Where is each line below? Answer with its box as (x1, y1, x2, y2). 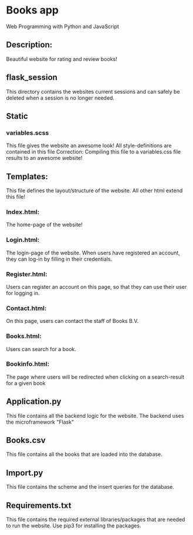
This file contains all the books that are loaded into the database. (6, 451, 162, 458)
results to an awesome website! (6, 155, 83, 162)
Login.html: (6, 236, 40, 244)
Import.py (6, 468, 43, 478)
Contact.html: (6, 304, 47, 312)
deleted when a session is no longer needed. (6, 94, 114, 101)
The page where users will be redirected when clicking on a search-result (6, 373, 185, 380)
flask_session (6, 73, 57, 83)
